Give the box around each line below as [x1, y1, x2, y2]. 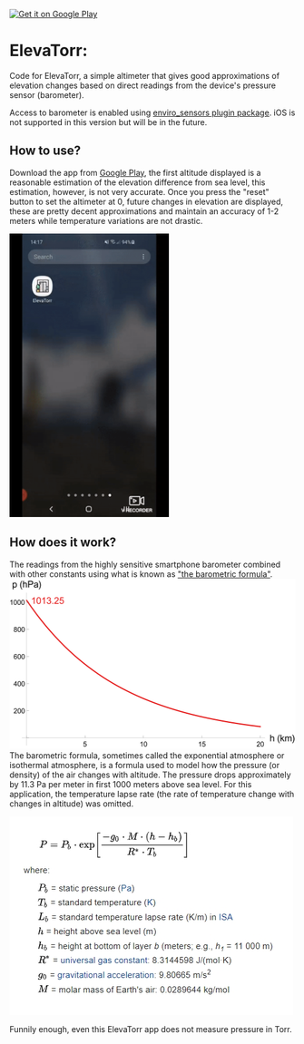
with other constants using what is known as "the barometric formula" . [9, 568, 273, 580]
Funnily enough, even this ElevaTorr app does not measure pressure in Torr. [9, 1023, 292, 1034]
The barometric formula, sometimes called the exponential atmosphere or [9, 749, 285, 761]
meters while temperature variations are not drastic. [9, 215, 203, 226]
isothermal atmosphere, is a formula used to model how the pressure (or [9, 759, 279, 770]
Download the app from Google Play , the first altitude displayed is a [9, 167, 261, 178]
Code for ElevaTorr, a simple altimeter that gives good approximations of [9, 70, 279, 81]
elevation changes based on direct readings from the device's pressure [9, 80, 277, 91]
